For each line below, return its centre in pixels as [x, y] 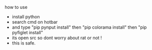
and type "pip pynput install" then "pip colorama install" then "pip [79, 27]
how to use [16, 7]
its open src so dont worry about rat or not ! [57, 38]
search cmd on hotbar [35, 22]
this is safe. [24, 43]
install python [26, 17]
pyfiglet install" [27, 32]
